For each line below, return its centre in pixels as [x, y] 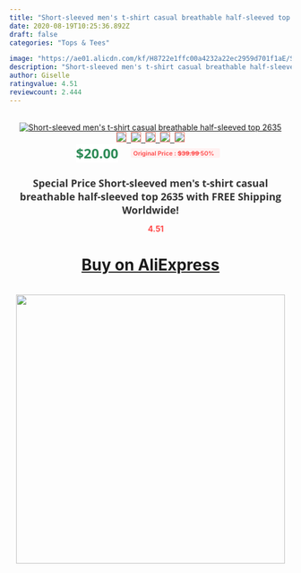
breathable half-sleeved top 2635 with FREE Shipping [150, 196]
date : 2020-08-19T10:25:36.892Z [69, 26]
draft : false [34, 34]
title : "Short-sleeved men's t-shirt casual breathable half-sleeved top [150, 17]
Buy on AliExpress [150, 265]
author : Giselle [39, 76]
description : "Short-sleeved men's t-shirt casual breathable [128, 67]
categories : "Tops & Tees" [60, 43]
